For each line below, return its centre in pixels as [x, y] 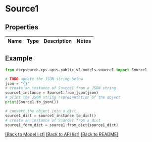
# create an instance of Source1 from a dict [53, 120]
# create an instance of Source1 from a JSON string [61, 88]
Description [58, 41]
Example [19, 59]
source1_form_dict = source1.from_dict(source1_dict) [62, 125]
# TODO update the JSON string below [44, 79]
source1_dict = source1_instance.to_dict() [51, 116]
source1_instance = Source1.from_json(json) [52, 93]
